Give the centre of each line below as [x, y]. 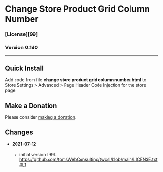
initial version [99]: [38, 154]
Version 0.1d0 [22, 47]
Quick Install [24, 68]
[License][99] [21, 34]
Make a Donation [31, 105]
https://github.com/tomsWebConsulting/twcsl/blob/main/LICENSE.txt [88, 159]
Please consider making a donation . [41, 117]
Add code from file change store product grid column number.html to [76, 80]
